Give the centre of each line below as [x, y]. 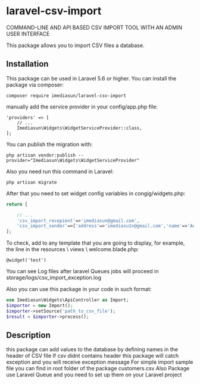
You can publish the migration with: [49, 144]
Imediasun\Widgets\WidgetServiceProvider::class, [80, 128]
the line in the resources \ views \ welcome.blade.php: [73, 249]
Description [28, 335]
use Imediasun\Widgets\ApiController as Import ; [68, 300]
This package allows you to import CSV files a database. [75, 45]
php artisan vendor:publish [41, 155]
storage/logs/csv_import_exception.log [54, 277]
